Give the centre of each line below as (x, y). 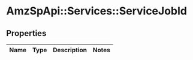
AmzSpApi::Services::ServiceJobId (97, 11)
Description (70, 50)
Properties (26, 33)
